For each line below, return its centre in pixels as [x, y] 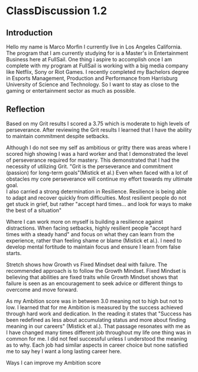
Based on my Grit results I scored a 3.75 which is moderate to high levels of [98, 123]
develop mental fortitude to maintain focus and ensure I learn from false [94, 247]
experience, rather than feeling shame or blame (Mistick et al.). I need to [94, 240]
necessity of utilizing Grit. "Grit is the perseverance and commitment [90, 166]
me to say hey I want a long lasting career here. [64, 351]
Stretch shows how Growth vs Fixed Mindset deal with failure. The [87, 265]
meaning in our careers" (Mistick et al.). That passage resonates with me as [98, 326]
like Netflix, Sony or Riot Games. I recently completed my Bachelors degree [98, 72]
